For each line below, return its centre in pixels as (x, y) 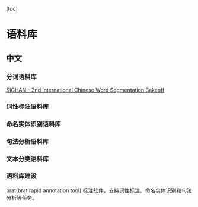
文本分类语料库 (28, 159)
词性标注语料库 (28, 106)
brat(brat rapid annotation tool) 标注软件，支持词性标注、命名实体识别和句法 (99, 190)
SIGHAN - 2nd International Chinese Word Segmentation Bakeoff (85, 90)
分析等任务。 (22, 197)
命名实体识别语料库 (33, 124)
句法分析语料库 (28, 141)
